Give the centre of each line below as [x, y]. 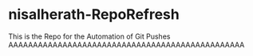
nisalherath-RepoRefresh [94, 15]
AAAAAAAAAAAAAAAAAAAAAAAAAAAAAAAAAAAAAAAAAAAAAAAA [126, 44]
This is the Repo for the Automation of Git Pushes [89, 36]
